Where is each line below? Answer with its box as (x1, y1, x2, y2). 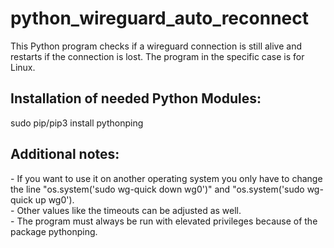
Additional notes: (10, 146, 120, 163)
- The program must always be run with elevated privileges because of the (10, 215, 318, 227)
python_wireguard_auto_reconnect (10, 7, 309, 30)
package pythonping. (10, 225, 98, 237)
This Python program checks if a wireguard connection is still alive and (10, 40, 303, 52)
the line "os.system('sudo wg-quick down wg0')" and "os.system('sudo (10, 183, 305, 195)
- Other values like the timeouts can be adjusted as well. (10, 204, 242, 216)
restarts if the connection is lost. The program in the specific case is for (10, 50, 305, 62)
